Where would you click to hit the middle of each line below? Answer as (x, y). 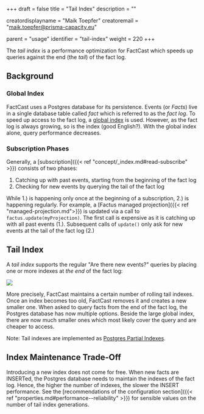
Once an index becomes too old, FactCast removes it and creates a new (97, 300)
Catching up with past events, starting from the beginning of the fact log (106, 180)
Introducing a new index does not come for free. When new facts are (93, 372)
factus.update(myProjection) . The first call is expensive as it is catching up (101, 217)
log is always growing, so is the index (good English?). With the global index (101, 126)
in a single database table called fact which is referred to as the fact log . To (101, 113)
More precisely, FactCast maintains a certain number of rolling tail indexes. (100, 294)
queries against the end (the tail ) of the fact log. (66, 57)
